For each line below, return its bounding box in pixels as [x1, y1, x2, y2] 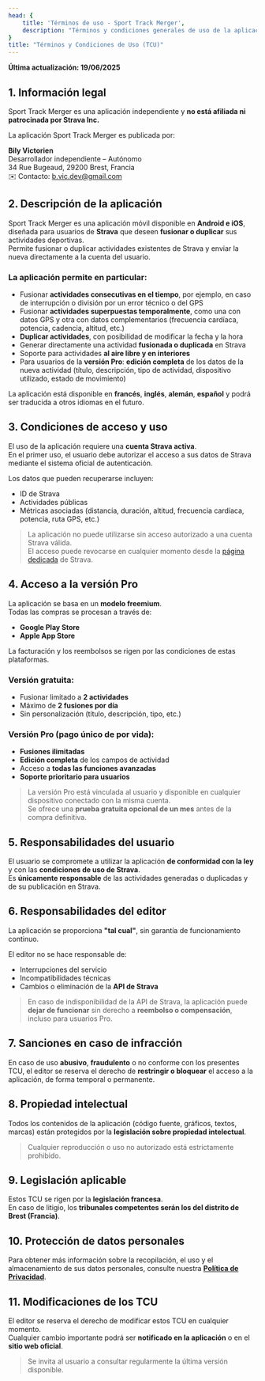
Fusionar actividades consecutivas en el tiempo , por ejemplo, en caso [19, 290, 252, 299]
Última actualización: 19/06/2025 [8, 63, 121, 72]
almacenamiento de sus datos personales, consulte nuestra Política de [8, 1264, 239, 1273]
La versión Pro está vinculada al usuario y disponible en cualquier [27, 787, 241, 797]
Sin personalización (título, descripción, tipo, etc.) [19, 709, 181, 719]
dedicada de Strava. [27, 555, 93, 564]
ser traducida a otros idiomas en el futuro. [8, 397, 144, 408]
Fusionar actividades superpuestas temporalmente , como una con [19, 306, 241, 317]
